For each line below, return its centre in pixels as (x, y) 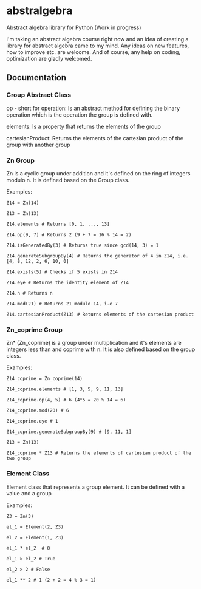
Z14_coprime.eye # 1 (32, 421)
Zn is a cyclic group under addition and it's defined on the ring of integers (98, 173)
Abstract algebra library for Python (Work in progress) (74, 27)
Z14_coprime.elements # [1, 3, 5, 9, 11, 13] (65, 389)
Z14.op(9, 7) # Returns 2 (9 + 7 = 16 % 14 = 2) (69, 234)
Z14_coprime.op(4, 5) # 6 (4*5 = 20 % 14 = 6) (66, 400)
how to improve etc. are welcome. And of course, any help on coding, (94, 52)
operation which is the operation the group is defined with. (80, 114)
